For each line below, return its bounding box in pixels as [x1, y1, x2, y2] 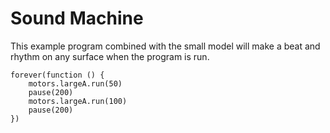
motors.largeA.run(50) [28, 78, 123, 89]
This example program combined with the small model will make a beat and [10, 40, 321, 52]
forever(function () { [10, 70, 105, 80]
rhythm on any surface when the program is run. [10, 50, 210, 62]
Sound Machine [10, 7, 144, 30]
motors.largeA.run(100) [28, 96, 128, 106]
